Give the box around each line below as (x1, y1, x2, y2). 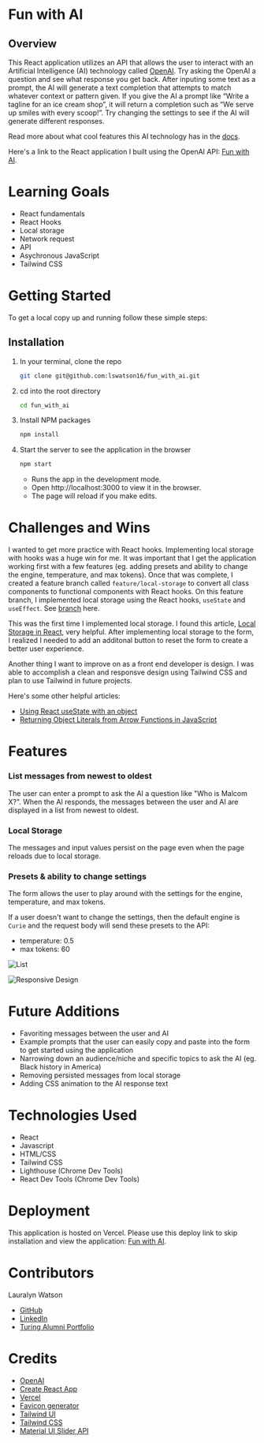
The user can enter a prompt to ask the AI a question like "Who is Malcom (8, 788, 248, 798)
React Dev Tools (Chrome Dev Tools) (19, 1174, 140, 1184)
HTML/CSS (19, 1149, 57, 1159)
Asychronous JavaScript (19, 251, 100, 260)
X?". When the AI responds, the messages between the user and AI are (8, 797, 239, 806)
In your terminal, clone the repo (19, 356, 122, 366)
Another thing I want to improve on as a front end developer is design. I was (8, 660, 255, 669)
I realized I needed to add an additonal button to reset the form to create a (8, 636, 248, 645)
